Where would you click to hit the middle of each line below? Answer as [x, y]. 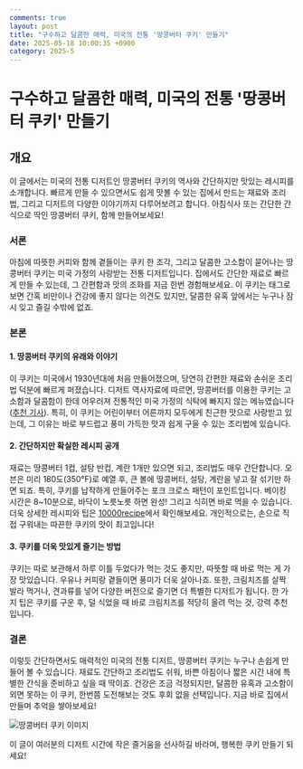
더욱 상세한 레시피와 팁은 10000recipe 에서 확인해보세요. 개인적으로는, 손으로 [145, 513]
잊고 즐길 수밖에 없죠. [56, 308]
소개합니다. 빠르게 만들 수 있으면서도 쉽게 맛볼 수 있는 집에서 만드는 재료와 [139, 193]
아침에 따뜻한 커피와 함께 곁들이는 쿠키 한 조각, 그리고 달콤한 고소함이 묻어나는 [147, 262]
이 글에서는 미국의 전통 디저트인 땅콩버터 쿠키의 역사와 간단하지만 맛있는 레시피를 [152, 181]
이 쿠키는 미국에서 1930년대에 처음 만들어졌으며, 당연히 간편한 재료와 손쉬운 [142, 378]
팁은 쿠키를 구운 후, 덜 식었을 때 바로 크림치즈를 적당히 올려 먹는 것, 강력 [145, 602]
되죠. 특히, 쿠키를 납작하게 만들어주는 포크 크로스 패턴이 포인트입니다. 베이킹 [152, 490]
